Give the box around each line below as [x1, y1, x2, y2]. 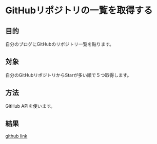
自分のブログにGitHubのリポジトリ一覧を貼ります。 [5, 41, 114, 47]
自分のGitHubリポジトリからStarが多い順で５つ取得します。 [5, 72, 132, 78]
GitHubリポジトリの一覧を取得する [5, 5, 153, 16]
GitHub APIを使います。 [5, 103, 55, 109]
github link [5, 133, 28, 139]
